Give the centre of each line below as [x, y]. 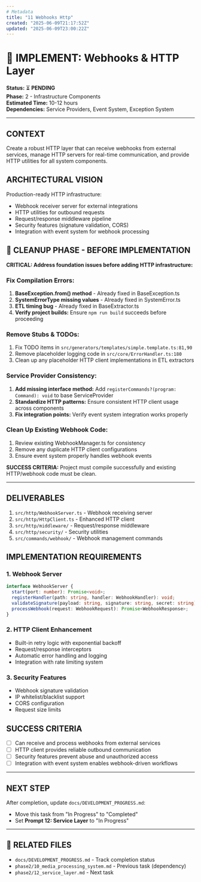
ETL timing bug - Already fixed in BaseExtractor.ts [77, 306]
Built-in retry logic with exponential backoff [68, 643]
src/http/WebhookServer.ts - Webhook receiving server [83, 512]
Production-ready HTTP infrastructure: [54, 194]
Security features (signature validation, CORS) [72, 225]
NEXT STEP [28, 788]
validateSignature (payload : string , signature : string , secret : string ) [104, 603]
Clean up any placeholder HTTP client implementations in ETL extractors [104, 360]
